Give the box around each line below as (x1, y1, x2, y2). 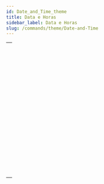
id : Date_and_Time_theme (6, 8, 67, 15)
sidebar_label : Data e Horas (6, 20, 78, 25)
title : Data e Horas (6, 14, 57, 20)
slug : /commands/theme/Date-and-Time (6, 25, 99, 31)
